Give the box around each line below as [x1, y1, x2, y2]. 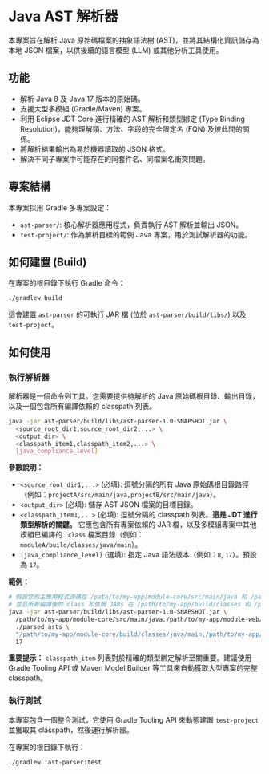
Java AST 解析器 [8, 7, 118, 26]
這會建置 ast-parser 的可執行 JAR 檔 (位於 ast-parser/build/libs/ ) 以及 [8, 310, 247, 319]
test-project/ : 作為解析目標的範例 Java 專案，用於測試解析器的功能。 [19, 229, 252, 239]
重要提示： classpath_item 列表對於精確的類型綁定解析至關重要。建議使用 [8, 653, 252, 663]
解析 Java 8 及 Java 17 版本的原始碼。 [19, 94, 146, 103]
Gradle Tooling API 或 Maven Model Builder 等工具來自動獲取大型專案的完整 [8, 663, 258, 673]
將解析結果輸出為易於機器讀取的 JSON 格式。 [19, 144, 170, 153]
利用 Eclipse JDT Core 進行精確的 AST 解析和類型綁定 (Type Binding [19, 114, 246, 124]
